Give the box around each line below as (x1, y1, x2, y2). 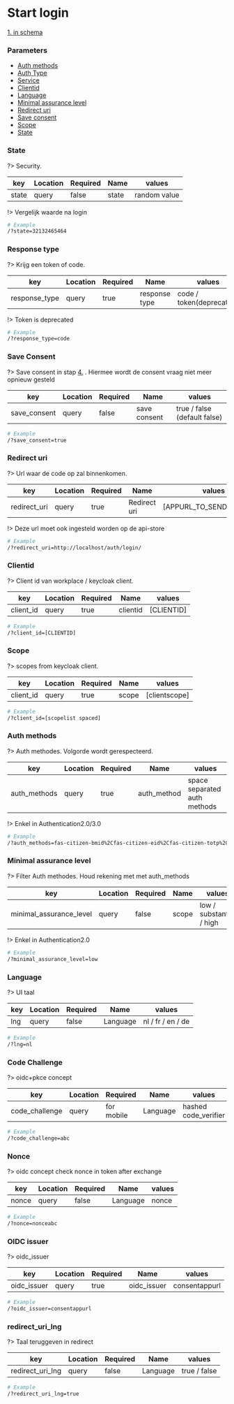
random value (134, 190, 180, 200)
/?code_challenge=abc (7, 1134, 70, 1142)
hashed (182, 1101, 208, 1111)
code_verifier (182, 1110, 226, 1120)
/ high (199, 918, 219, 927)
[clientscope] (146, 690, 189, 700)
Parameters (7, 45, 47, 55)
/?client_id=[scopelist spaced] (7, 714, 101, 721)
